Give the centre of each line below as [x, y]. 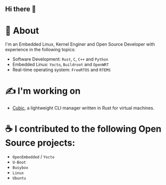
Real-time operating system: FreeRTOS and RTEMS [61, 70]
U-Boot [19, 163]
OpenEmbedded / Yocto [33, 157]
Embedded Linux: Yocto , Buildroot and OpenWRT [61, 65]
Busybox [20, 168]
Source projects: [40, 143]
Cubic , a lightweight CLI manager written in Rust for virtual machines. [83, 108]
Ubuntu [19, 179]
